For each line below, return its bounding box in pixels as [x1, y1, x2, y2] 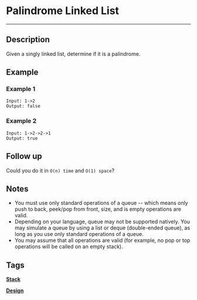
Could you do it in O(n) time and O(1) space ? [6, 167, 115, 174]
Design [6, 287, 24, 294]
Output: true [6, 135, 38, 141]
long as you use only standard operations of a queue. [14, 231, 144, 238]
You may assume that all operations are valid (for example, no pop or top [14, 237, 191, 244]
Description [6, 35, 50, 45]
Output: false [6, 103, 41, 109]
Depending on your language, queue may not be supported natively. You [14, 218, 191, 225]
